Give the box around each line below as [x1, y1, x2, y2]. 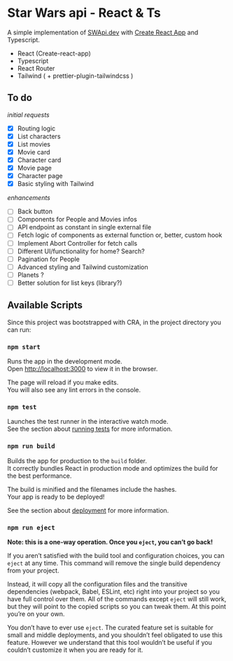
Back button [17, 207, 52, 215]
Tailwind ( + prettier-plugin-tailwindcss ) [17, 72, 134, 80]
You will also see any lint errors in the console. [7, 385, 141, 394]
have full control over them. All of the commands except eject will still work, [7, 594, 227, 603]
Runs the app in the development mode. [7, 356, 122, 366]
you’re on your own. [7, 609, 65, 618]
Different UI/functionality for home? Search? [17, 247, 145, 255]
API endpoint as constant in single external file [17, 223, 152, 232]
